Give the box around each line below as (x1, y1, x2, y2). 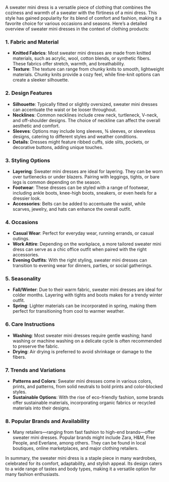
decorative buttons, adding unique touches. (12, 144, 103, 150)
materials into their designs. (12, 405, 71, 411)
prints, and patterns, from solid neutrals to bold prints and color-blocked (12, 384, 163, 390)
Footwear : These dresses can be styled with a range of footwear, (12, 184, 149, 191)
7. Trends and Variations (5, 366, 66, 374)
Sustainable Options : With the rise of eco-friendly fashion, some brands (12, 394, 164, 400)
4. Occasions (5, 218, 38, 226)
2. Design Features (5, 90, 52, 97)
